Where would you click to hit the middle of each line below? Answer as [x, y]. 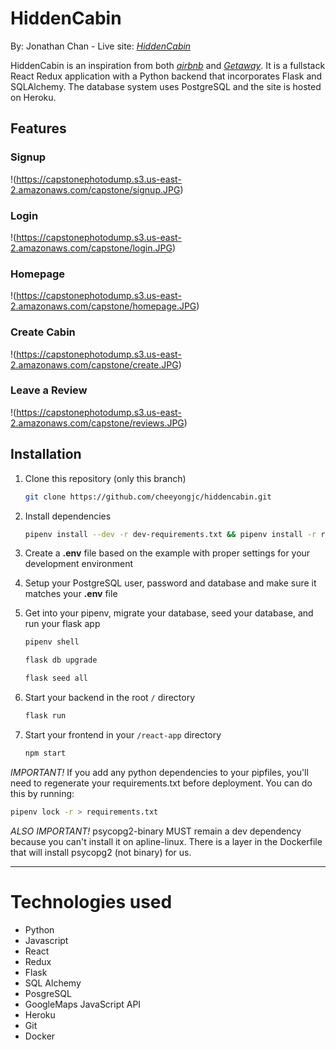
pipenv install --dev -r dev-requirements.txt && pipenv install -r [170, 534]
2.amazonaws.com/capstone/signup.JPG [95, 189]
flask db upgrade [61, 660]
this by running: [42, 793]
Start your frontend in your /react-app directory [123, 734]
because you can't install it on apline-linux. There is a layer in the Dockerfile [166, 841]
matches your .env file [71, 594]
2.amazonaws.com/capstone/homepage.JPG [103, 306]
